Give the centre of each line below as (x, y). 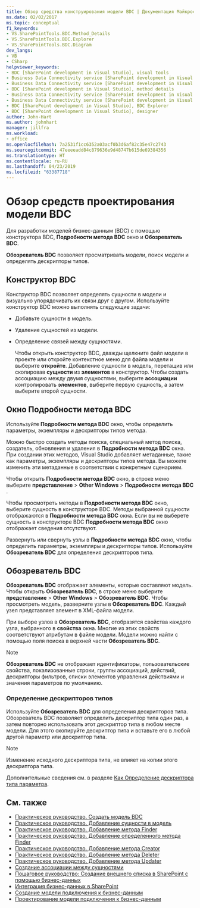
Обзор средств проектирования (90, 201)
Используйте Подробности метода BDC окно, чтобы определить (90, 424)
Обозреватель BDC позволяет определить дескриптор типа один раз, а (97, 718)
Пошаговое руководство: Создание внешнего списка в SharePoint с (101, 874)
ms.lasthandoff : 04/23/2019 (41, 167)
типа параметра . (28, 784)
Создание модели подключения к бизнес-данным (79, 893)
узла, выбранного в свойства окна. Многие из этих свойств (83, 628)
